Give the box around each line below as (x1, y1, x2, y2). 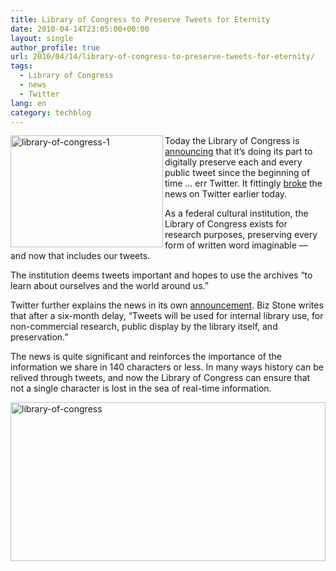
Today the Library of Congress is (164, 135, 300, 147)
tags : (10, 61, 33, 71)
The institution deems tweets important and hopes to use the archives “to (10, 269, 313, 281)
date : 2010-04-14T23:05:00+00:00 (10, 24, 150, 34)
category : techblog (10, 107, 92, 118)
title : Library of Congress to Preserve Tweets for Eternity (10, 14, 271, 25)
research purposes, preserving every (164, 229, 318, 241)
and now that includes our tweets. (10, 250, 151, 262)
